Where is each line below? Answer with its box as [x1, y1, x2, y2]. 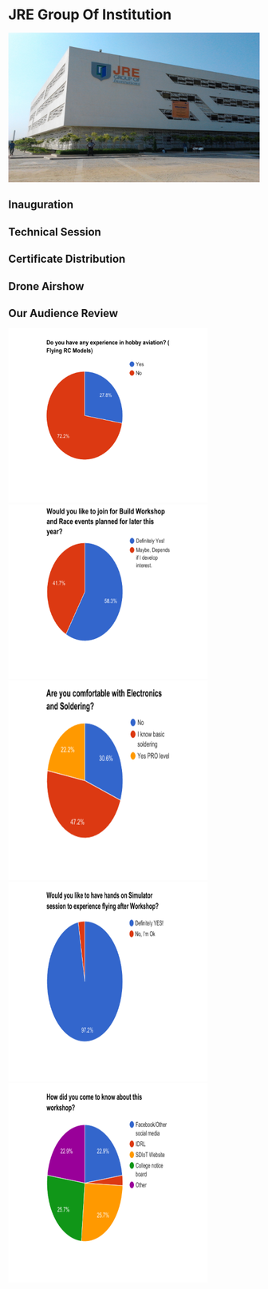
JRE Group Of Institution [8, 6, 172, 24]
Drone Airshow [8, 280, 85, 293]
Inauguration [8, 198, 74, 212]
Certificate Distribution [8, 252, 126, 266]
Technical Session [8, 225, 101, 239]
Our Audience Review [8, 306, 118, 320]
